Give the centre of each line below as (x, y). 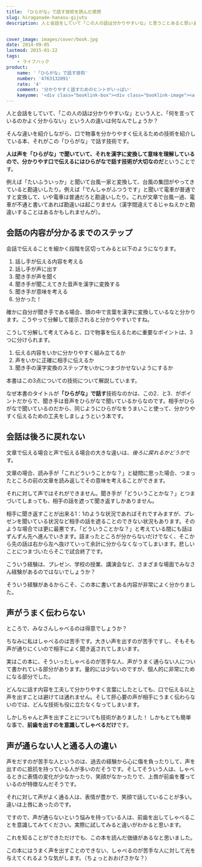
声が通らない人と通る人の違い (62, 746)
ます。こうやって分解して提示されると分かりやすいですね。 (80, 319)
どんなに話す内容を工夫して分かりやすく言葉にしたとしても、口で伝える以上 (101, 690)
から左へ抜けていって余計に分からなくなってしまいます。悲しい (116, 544)
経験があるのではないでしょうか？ (54, 571)
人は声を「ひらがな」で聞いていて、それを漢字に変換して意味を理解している (101, 154)
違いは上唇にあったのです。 (40, 805)
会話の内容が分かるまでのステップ (69, 233)
